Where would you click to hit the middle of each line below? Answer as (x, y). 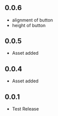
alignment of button (33, 20)
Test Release (25, 109)
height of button (29, 25)
